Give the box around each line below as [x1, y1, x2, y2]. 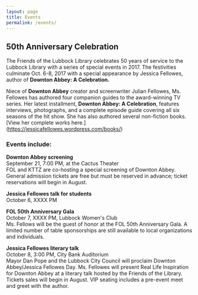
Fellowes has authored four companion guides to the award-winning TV [6, 94, 181, 101]
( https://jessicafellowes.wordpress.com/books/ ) [6, 126, 123, 133]
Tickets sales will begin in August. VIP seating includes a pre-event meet [6, 276, 183, 283]
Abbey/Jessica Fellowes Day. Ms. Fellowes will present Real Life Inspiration [6, 264, 189, 271]
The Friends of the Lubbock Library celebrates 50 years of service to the [6, 57, 184, 65]
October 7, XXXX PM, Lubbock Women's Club [6, 214, 118, 222]
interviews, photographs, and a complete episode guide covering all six [6, 107, 180, 114]
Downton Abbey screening [6, 153, 73, 161]
